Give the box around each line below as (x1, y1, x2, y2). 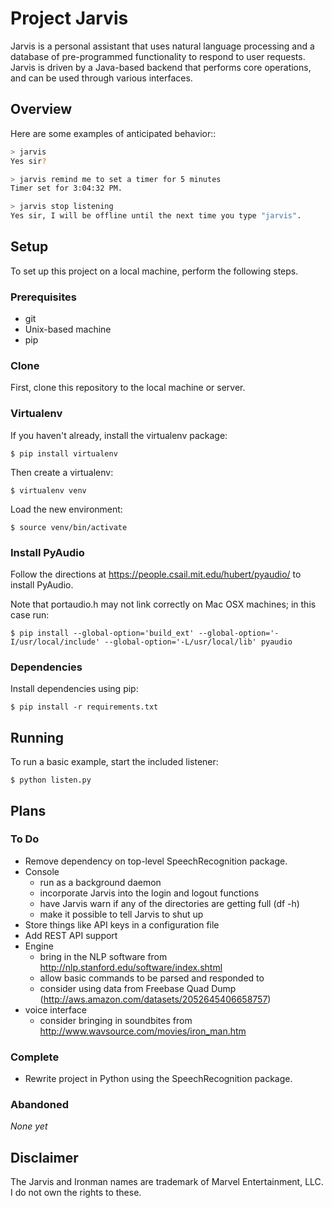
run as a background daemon (39, 876, 162, 888)
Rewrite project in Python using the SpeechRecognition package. (24, 1073, 293, 1085)
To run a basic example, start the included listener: (10, 756, 219, 768)
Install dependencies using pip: (10, 683, 139, 695)
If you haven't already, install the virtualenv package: (10, 429, 228, 441)
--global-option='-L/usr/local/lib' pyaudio (104, 637, 293, 647)
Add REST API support (24, 929, 118, 941)
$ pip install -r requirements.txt (10, 702, 159, 712)
